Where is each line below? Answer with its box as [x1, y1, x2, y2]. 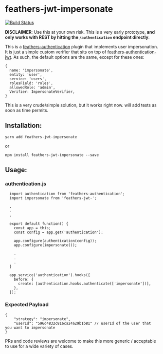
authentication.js [5, 180, 47, 187]
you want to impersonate [5, 325, 55, 330]
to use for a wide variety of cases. [5, 343, 73, 349]
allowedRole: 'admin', [9, 85, 55, 90]
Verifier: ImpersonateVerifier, [9, 89, 75, 94]
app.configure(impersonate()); [14, 243, 77, 248]
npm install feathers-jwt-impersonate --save [5, 153, 99, 157]
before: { [14, 277, 34, 282]
